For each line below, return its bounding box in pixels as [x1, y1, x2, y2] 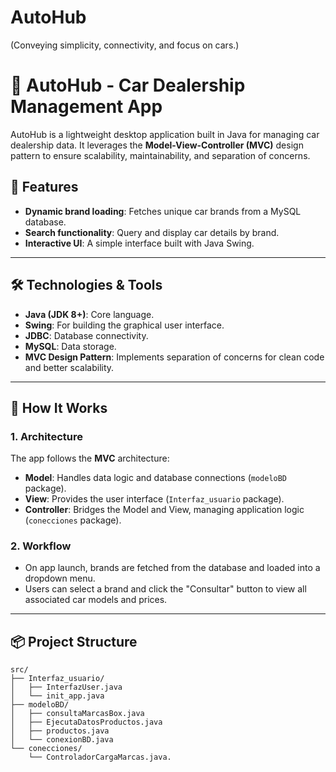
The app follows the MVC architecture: [10, 452, 170, 465]
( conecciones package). [24, 514, 122, 526]
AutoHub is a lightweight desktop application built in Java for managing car [10, 128, 320, 140]
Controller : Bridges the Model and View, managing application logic [24, 504, 305, 516]
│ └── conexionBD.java [10, 735, 114, 745]
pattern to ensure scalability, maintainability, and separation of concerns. [10, 149, 311, 161]
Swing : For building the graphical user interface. [24, 319, 225, 331]
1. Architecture [10, 429, 83, 443]
